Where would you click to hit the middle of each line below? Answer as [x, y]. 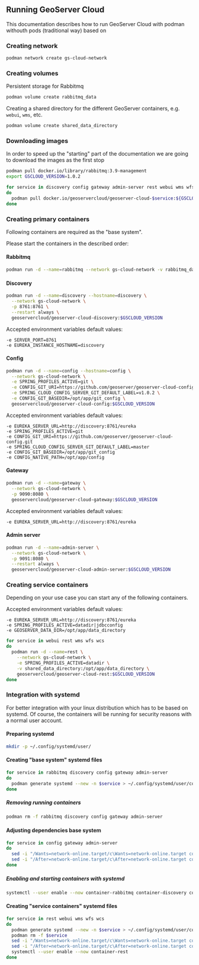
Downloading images [37, 141]
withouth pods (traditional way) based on [56, 30]
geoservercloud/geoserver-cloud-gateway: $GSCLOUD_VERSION [85, 499]
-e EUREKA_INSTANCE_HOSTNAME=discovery [55, 345]
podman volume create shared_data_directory [62, 126]
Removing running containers [44, 803]
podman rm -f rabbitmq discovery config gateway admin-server [84, 817]
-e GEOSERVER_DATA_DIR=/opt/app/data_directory [66, 631]
